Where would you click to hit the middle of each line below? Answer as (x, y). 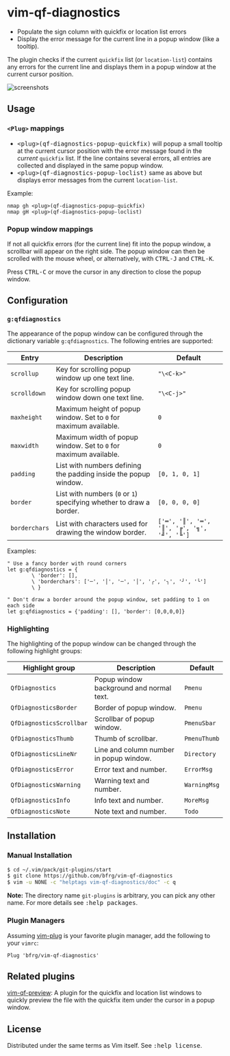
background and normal (133, 688)
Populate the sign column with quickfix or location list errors (102, 32)
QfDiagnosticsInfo (40, 800)
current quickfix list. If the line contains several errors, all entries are (114, 158)
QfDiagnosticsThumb (42, 738)
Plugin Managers (36, 921)
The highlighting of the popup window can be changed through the (102, 644)
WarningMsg (202, 785)
